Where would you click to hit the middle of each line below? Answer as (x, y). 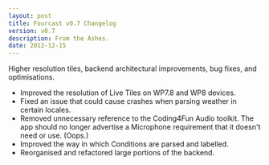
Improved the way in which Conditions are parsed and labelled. (124, 144)
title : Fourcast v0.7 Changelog (62, 23)
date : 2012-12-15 (37, 46)
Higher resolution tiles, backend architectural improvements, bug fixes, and (132, 68)
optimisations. (31, 77)
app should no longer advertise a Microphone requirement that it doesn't (140, 127)
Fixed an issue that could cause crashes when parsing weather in (128, 101)
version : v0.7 (32, 31)
